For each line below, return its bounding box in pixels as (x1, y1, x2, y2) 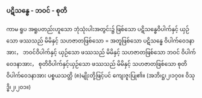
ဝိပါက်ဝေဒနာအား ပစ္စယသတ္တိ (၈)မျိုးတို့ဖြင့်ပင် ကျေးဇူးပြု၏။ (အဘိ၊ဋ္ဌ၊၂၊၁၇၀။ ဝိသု (6, 72, 195, 79)
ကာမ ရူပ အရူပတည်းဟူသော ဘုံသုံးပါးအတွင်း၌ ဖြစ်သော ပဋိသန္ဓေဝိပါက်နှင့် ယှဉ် (6, 26, 190, 33)
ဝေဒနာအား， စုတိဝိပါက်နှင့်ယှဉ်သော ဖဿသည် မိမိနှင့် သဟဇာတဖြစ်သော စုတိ (6, 60, 188, 68)
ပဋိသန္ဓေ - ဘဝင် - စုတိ (6, 6, 68, 14)
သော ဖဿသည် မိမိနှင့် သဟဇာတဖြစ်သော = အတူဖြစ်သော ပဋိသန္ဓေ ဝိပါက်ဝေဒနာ (6, 37, 195, 44)
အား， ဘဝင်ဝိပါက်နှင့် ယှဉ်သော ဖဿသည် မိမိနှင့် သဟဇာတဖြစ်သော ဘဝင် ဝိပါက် (6, 49, 196, 56)
